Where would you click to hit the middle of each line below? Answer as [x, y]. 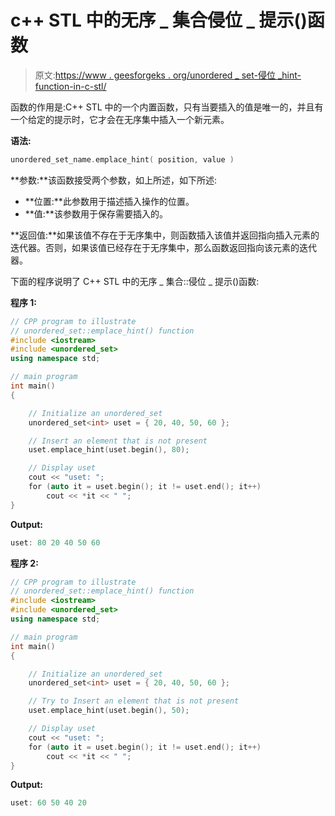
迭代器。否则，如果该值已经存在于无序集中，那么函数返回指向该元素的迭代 [163, 247]
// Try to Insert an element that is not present [134, 701]
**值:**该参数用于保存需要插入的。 [96, 213]
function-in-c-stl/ [70, 86]
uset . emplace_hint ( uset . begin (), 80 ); [109, 450]
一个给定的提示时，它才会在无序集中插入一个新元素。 [120, 119]
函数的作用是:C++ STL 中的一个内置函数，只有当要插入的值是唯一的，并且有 [167, 107]
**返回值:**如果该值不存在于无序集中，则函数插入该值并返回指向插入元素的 [165, 235]
